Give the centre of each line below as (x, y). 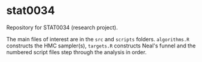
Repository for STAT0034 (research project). (62, 27)
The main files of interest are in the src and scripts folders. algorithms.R (98, 39)
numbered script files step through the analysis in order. (77, 52)
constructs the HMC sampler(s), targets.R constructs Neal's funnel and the (101, 46)
